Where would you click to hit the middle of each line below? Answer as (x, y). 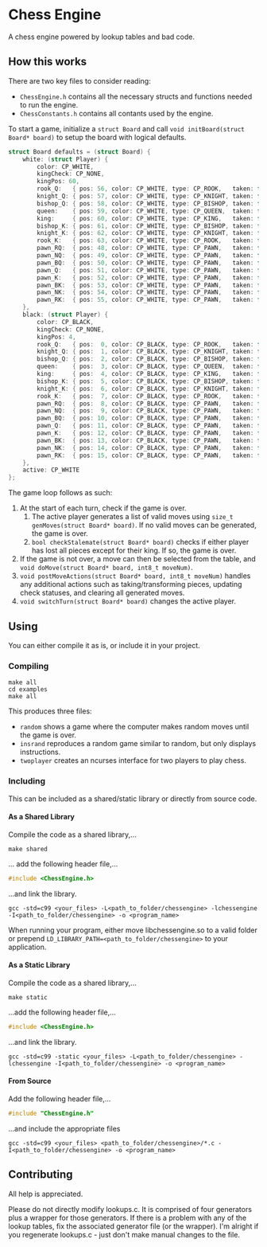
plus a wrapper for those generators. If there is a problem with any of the (128, 1218)
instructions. (40, 752)
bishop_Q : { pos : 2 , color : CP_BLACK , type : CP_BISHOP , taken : (145, 359)
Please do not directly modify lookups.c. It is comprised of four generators (130, 1209)
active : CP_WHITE (51, 470)
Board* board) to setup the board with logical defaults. (97, 137)
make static (28, 997)
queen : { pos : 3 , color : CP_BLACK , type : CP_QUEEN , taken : (145, 367)
